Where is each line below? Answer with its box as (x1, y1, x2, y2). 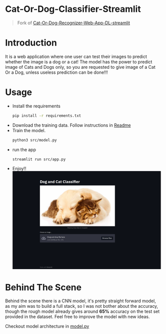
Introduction (5, 37, 57, 48)
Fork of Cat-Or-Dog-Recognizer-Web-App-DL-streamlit (17, 20, 130, 26)
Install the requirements (12, 103, 61, 109)
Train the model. (12, 127, 46, 133)
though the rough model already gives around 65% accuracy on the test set (5, 308, 160, 315)
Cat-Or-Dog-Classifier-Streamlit (5, 3, 141, 15)
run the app (12, 146, 36, 152)
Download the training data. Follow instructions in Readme (12, 122, 131, 128)
